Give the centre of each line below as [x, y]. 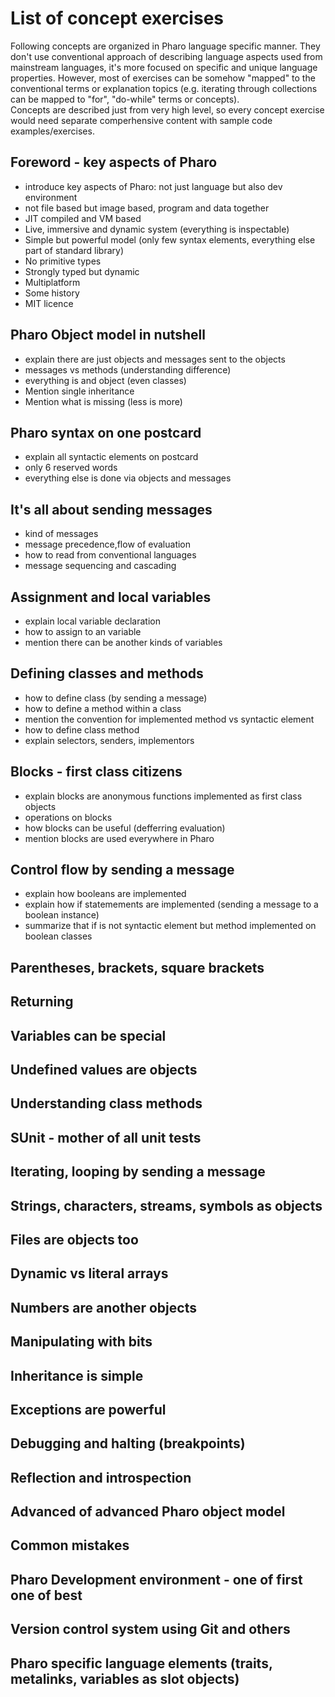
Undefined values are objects [104, 1070]
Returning [42, 1002]
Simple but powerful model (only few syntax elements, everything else [170, 239]
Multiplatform [52, 282]
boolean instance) [62, 915]
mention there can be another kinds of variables [123, 642]
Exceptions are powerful [88, 1409]
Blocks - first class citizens [96, 772]
